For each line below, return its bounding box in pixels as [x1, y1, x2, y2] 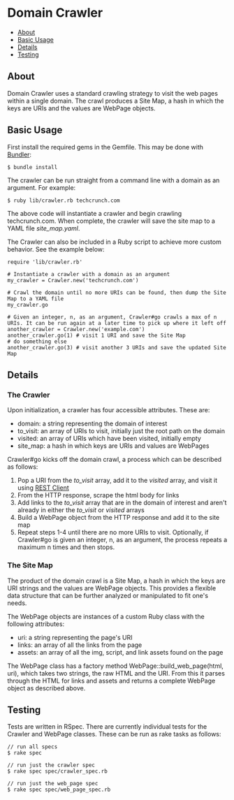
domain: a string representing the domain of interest [17, 419, 168, 428]
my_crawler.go [7, 301, 49, 308]
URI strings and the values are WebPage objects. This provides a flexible [7, 583, 217, 592]
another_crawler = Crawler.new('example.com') [7, 326, 145, 333]
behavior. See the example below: [7, 245, 105, 253]
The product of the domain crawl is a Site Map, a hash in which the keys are [7, 576, 226, 585]
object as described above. [7, 683, 86, 692]
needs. [7, 599, 27, 607]
